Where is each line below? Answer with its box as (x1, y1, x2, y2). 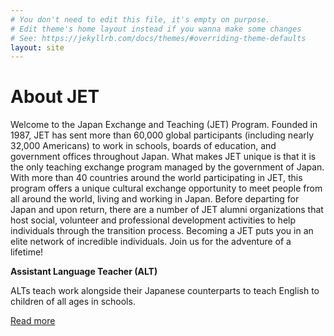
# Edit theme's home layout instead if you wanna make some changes (10, 24, 302, 34)
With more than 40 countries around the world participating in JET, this (10, 172, 303, 184)
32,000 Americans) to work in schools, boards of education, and (10, 140, 277, 152)
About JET (10, 86, 100, 108)
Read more (10, 315, 56, 327)
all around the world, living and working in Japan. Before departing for (10, 193, 300, 205)
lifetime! (10, 246, 44, 258)
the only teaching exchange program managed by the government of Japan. (10, 161, 325, 173)
